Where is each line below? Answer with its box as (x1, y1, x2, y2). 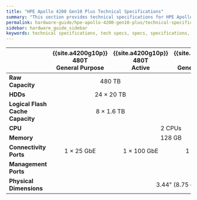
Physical (9, 177, 34, 185)
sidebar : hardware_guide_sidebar (6, 25, 88, 31)
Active (131, 64, 151, 72)
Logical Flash (9, 100, 47, 109)
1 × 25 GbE (64, 147, 96, 155)
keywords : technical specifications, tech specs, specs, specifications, (6, 30, 191, 36)
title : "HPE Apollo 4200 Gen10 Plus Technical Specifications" (6, 8, 164, 15)
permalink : (6, 19, 33, 25)
